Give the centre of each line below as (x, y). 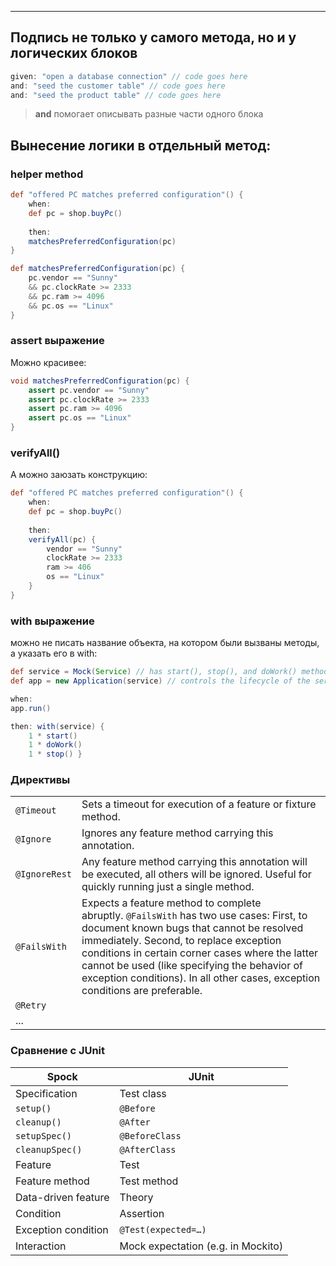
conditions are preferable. (142, 991)
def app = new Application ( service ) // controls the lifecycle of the (160, 681)
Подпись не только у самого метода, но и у (153, 37)
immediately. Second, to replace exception (181, 941)
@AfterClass (148, 1149)
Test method (149, 1181)
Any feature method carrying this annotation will (194, 862)
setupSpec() (44, 1135)
